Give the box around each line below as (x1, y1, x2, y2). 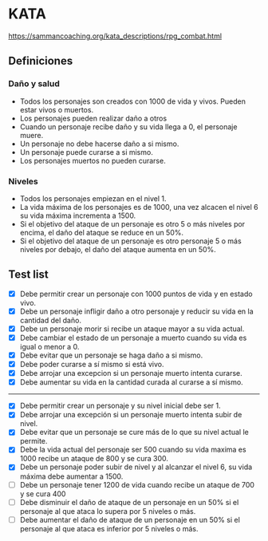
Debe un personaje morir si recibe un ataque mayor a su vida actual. (19, 324, 245, 334)
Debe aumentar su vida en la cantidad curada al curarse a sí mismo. (19, 377, 243, 387)
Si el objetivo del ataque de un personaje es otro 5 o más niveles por (19, 219, 246, 228)
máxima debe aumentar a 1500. (19, 472, 124, 481)
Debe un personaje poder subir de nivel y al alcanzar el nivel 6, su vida (19, 462, 253, 472)
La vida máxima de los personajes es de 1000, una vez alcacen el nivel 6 (19, 202, 259, 211)
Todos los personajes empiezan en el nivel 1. (19, 193, 167, 203)
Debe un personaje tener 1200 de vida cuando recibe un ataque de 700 (19, 480, 255, 489)
